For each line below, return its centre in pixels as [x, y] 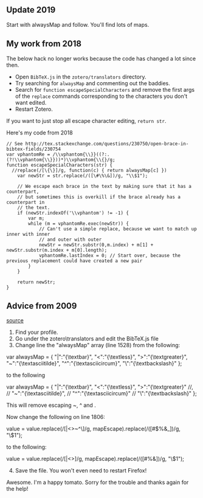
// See [15, 144]
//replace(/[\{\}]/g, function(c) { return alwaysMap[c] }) [89, 170]
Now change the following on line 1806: [56, 417]
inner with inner [28, 234]
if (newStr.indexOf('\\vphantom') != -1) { [73, 213]
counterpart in [26, 202]
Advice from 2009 [42, 306]
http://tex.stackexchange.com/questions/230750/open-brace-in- [107, 144]
